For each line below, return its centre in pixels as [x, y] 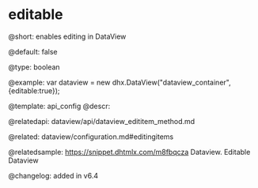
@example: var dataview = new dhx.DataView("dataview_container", [120, 82]
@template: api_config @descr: [59, 106]
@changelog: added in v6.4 [53, 175]
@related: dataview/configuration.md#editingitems [91, 137]
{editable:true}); [34, 90]
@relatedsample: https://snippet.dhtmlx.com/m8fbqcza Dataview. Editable [129, 152]
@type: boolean [34, 67]
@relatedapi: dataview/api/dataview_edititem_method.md [102, 121]
